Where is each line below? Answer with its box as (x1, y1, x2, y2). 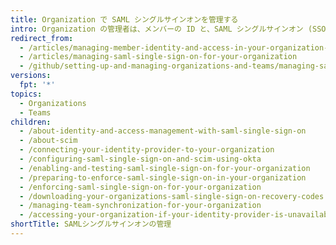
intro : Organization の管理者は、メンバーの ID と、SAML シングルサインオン (10, 24, 304, 34)
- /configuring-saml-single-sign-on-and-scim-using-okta (19, 154, 262, 164)
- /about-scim (19, 136, 78, 146)
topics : (10, 89, 43, 99)
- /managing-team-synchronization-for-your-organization (19, 201, 262, 211)
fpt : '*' (19, 80, 56, 90)
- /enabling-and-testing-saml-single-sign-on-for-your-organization (19, 163, 311, 173)
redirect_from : (10, 33, 74, 43)
